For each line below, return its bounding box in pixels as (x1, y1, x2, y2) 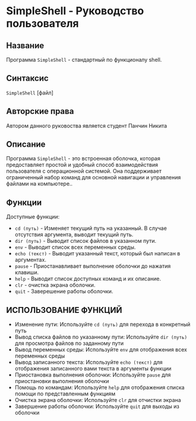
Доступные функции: (6, 213, 60, 220)
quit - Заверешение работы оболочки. (14, 288, 113, 295)
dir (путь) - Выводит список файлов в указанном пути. (14, 238, 157, 245)
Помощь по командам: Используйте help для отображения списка (14, 384, 185, 391)
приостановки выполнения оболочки (14, 378, 109, 385)
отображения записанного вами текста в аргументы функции (14, 365, 172, 372)
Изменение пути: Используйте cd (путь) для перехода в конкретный (14, 321, 191, 328)
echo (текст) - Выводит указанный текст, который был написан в (14, 250, 181, 257)
